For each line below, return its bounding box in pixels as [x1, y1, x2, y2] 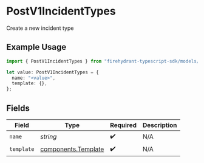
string [40, 133, 57, 141]
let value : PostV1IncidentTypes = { [6, 69, 99, 75]
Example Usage [6, 42, 67, 52]
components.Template [40, 145, 104, 153]
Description [142, 120, 177, 129]
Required [110, 120, 137, 129]
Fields [6, 103, 30, 113]
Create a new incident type [6, 24, 74, 32]
